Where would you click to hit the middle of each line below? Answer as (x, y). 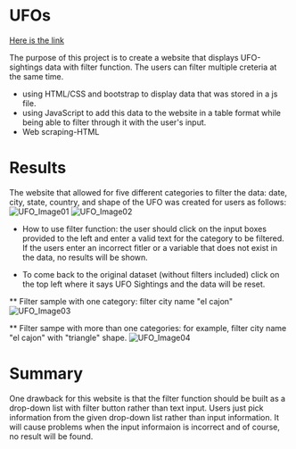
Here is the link (37, 40)
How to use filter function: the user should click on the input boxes (144, 229)
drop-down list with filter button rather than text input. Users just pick (137, 408)
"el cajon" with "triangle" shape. (68, 337)
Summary (46, 374)
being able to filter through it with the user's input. (114, 122)
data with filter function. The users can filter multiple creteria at (160, 67)
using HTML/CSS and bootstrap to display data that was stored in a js (150, 94)
